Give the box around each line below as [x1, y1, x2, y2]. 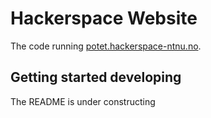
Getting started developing [10, 69, 182, 86]
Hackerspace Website [10, 7, 198, 30]
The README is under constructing [10, 95, 156, 107]
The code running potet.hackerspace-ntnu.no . [10, 40, 202, 52]
